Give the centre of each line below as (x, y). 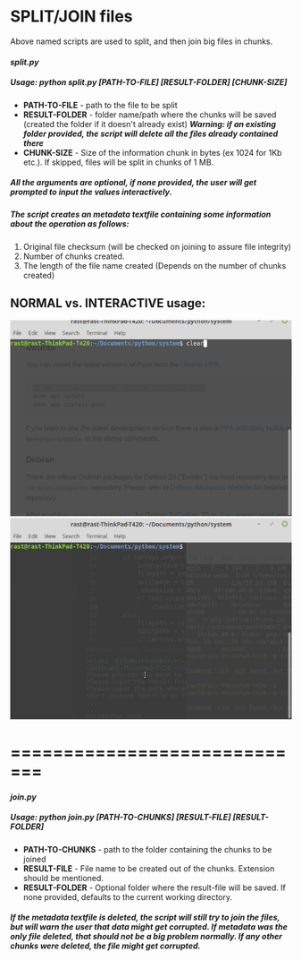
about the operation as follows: (70, 224)
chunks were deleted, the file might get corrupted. (105, 946)
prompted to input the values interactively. (91, 192)
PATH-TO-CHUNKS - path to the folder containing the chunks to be (147, 849)
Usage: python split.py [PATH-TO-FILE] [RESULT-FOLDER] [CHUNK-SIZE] (149, 82)
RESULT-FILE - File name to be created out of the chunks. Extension (149, 868)
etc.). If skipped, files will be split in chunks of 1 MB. (118, 162)
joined (34, 859)
